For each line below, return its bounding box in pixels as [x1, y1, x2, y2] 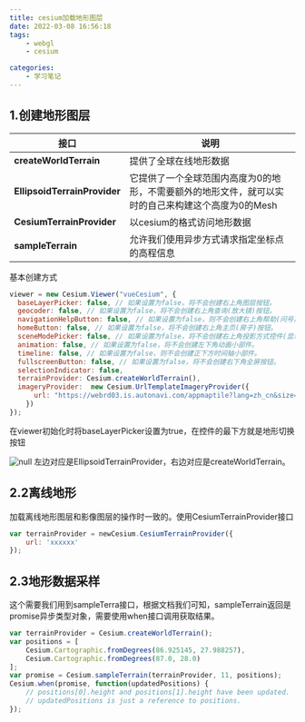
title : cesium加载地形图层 [9, 13, 103, 23]
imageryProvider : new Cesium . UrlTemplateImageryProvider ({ [17, 382, 250, 391]
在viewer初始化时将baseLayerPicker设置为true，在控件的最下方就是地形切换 [9, 425, 295, 436]
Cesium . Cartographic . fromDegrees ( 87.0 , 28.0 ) [25, 654, 202, 663]
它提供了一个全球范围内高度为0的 [129, 172, 272, 184]
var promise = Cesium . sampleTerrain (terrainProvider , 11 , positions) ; [9, 671, 282, 680]
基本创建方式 [9, 272, 57, 282]
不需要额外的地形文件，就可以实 [147, 185, 284, 198]
